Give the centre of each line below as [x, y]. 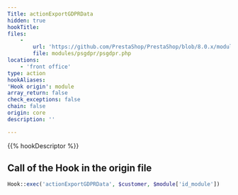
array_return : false [38, 93]
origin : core [27, 113]
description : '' [31, 119]
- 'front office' [46, 67]
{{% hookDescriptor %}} [43, 145]
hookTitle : [23, 27]
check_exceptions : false [44, 100]
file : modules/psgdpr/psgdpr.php [82, 54]
